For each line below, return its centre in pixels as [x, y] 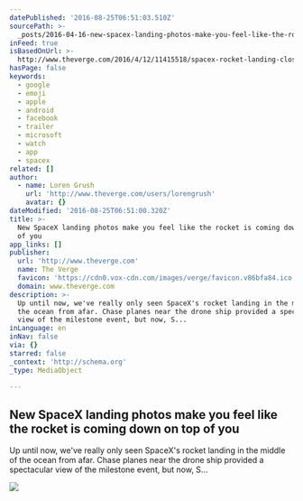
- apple [32, 102]
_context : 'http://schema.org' [68, 362]
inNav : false [34, 337]
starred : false [38, 353]
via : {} [24, 345]
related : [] [32, 169]
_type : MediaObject [46, 370]
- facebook [38, 118]
